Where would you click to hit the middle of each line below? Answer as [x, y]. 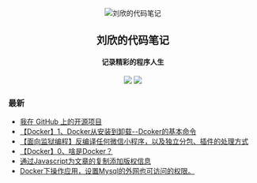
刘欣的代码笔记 [133, 41]
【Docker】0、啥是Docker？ [66, 151]
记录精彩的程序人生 [133, 62]
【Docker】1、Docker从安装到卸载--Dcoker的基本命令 [108, 131]
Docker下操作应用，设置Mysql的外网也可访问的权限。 [107, 170]
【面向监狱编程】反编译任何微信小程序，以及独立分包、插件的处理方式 [134, 141]
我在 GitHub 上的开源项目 [61, 121]
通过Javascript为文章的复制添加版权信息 [85, 161]
